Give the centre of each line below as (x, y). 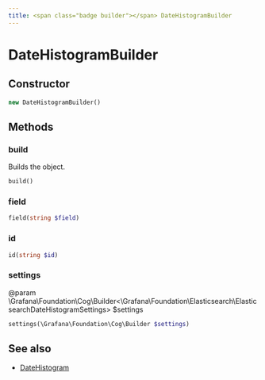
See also (30, 349)
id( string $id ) (33, 255)
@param (22, 292)
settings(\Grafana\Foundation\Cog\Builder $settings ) (99, 324)
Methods (31, 127)
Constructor (39, 84)
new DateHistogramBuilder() (55, 102)
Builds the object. (37, 167)
